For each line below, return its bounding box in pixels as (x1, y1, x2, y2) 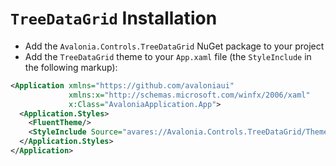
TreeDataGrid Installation (10, 7, 218, 30)
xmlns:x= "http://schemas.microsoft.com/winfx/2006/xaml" (68, 90, 311, 100)
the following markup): (24, 61, 118, 73)
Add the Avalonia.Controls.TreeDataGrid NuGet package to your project (24, 40, 325, 52)
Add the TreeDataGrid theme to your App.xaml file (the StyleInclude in (24, 50, 312, 62)
